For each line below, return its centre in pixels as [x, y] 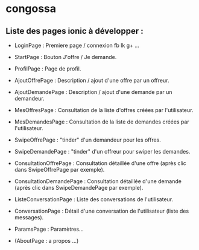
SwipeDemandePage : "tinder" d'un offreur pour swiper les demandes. [102, 152]
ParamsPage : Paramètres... [49, 229]
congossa [31, 9]
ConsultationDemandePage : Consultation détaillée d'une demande [98, 181]
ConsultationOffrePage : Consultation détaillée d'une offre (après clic [100, 163]
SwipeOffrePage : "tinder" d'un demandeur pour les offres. [87, 140]
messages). [29, 217]
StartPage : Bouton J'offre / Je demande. [65, 57]
